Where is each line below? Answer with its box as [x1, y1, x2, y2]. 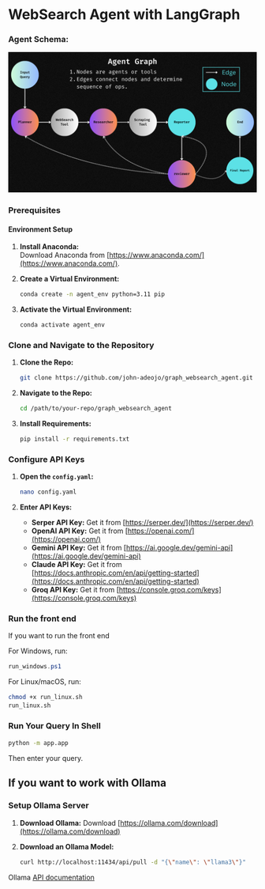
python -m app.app [8, 740, 69, 747]
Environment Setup [8, 224, 73, 234]
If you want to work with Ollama [8, 777, 167, 790]
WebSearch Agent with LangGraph [8, 6, 241, 24]
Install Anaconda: [19, 242, 79, 252]
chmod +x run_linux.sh [8, 694, 83, 702]
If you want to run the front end [8, 631, 110, 641]
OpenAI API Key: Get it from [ [31, 526, 129, 535]
